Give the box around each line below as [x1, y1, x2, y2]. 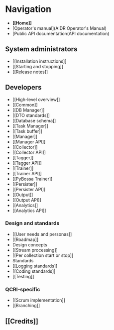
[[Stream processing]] [12, 247, 58, 253]
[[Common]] [12, 102, 38, 108]
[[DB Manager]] [12, 107, 45, 113]
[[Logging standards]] [12, 263, 58, 269]
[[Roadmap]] [12, 236, 39, 242]
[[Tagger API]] [12, 160, 42, 166]
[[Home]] [12, 20, 32, 26]
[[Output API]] [12, 197, 41, 203]
